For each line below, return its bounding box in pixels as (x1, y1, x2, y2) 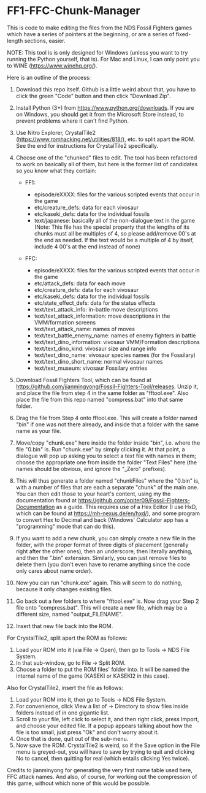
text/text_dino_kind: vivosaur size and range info (34, 345, 157, 352)
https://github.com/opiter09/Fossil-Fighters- (78, 496, 191, 504)
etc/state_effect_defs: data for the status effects (34, 299, 156, 307)
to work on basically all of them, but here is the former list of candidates (15, 160, 198, 167)
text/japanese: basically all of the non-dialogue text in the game (34, 216, 196, 224)
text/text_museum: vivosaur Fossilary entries (34, 364, 148, 372)
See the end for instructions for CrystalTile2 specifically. (15, 142, 159, 149)
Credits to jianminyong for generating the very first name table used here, (7, 766, 193, 773)
